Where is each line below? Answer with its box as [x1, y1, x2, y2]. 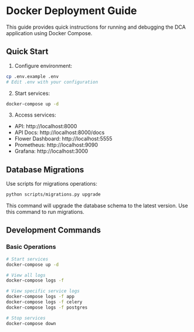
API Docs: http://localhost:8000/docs [14, 129, 105, 136]
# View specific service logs [6, 288, 80, 294]
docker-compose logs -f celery [6, 299, 83, 305]
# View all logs [6, 272, 46, 278]
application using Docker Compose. [6, 29, 93, 36]
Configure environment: [14, 62, 72, 69]
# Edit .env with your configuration [6, 79, 98, 85]
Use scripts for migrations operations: [6, 180, 98, 187]
